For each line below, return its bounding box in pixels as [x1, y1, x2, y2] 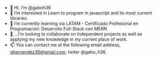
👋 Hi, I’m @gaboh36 [9, 5, 51, 10]
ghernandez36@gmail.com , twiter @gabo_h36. [9, 49, 107, 55]
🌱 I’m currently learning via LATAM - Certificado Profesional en [9, 20, 139, 26]
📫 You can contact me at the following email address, [9, 42, 121, 48]
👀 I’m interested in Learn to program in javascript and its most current [9, 10, 153, 16]
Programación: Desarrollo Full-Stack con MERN [9, 26, 107, 32]
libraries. [9, 15, 28, 21]
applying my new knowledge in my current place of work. [9, 36, 128, 42]
